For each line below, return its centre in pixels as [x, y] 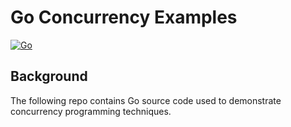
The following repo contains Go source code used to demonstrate [146, 100]
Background [49, 76]
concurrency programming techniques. [91, 111]
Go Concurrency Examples [124, 17]
